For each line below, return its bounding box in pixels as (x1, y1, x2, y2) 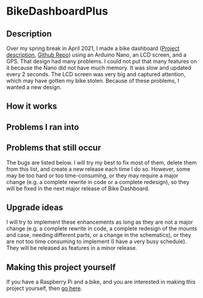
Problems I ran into (6, 122, 79, 132)
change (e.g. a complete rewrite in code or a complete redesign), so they (6, 178, 190, 185)
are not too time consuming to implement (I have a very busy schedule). (6, 238, 187, 245)
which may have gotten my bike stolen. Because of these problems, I (6, 77, 180, 84)
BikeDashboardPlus (6, 4, 109, 18)
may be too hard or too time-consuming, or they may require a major (6, 172, 179, 179)
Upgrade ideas (6, 202, 63, 213)
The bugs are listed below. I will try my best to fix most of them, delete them (6, 158, 197, 166)
